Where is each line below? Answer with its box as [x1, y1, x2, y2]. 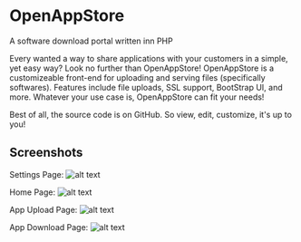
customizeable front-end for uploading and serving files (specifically [9, 72, 266, 82]
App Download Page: [9, 221, 89, 232]
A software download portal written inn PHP [9, 35, 174, 46]
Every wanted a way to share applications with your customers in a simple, [9, 53, 288, 63]
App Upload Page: [9, 204, 78, 215]
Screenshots [9, 145, 83, 160]
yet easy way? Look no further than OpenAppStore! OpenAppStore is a [9, 63, 275, 73]
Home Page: [9, 187, 56, 198]
